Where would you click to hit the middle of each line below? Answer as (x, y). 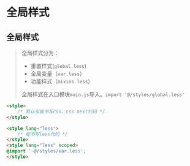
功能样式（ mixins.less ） (62, 81)
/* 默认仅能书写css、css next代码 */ (61, 111)
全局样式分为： (40, 53)
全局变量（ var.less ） (58, 74)
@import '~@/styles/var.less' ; (46, 151)
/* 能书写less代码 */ (43, 134)
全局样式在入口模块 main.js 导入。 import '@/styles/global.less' (103, 94)
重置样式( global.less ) (59, 66)
